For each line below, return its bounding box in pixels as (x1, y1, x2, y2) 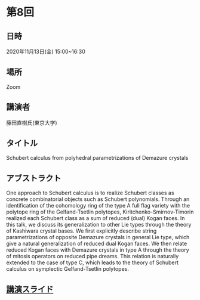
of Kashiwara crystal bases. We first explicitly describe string (6, 227, 157, 234)
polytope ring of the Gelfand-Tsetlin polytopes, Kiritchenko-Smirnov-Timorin (6, 208, 194, 215)
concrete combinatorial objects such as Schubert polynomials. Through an (6, 196, 190, 203)
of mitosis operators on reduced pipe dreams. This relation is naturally (6, 253, 179, 260)
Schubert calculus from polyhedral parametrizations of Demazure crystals (6, 154, 189, 162)
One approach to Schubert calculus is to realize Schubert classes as (6, 189, 174, 197)
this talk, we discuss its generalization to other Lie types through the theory (6, 221, 192, 228)
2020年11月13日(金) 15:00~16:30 (6, 48, 85, 55)
